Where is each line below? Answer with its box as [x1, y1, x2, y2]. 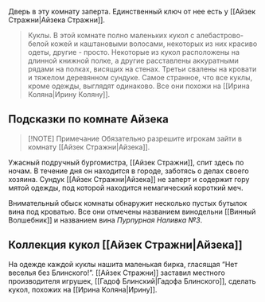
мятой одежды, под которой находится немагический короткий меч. [8, 183, 244, 192]
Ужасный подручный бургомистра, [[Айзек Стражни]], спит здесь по [8, 157, 244, 167]
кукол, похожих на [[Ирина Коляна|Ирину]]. [8, 285, 158, 294]
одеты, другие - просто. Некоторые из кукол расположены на [27, 48, 240, 56]
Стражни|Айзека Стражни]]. [8, 15, 106, 25]
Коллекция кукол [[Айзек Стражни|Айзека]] [8, 238, 243, 252]
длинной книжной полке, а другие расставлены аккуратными [27, 56, 239, 65]
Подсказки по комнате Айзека [8, 113, 169, 126]
